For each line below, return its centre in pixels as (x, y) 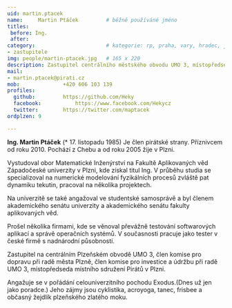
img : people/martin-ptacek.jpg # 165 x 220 (74, 59)
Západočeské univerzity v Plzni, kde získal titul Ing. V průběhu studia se (109, 170)
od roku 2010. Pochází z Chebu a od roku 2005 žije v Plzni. (91, 149)
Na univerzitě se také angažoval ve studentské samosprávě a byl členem (110, 198)
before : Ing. (29, 33)
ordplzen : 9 (24, 116)
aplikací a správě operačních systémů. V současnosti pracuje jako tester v (113, 233)
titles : (18, 26)
